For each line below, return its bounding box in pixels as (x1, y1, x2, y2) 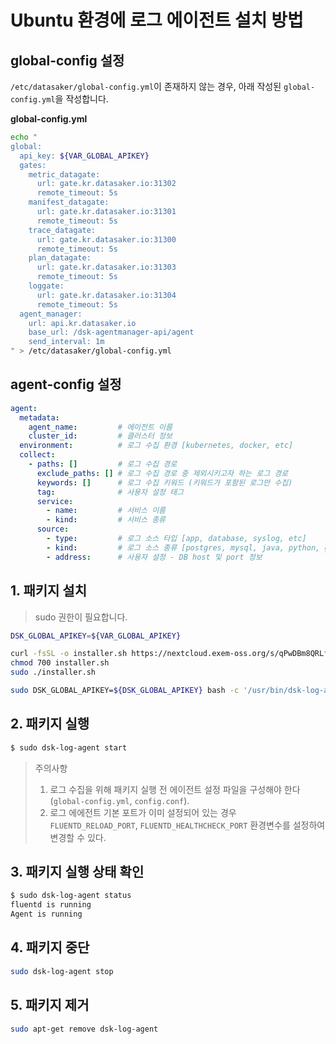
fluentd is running (10, 900, 92, 910)
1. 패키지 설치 (10, 582, 87, 600)
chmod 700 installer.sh (10, 658, 110, 668)
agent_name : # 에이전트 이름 (28, 422, 173, 432)
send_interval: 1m (28, 337, 105, 347)
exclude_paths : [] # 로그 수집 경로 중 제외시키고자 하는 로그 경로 (36, 468, 289, 478)
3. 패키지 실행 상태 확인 (10, 863, 145, 880)
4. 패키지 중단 (10, 939, 90, 956)
